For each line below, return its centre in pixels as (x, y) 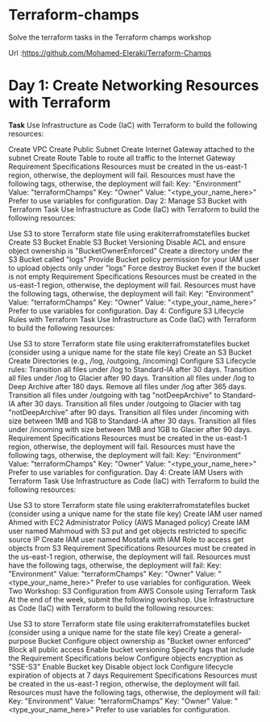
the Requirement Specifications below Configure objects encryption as (126, 658)
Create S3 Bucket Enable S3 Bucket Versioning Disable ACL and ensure (127, 242)
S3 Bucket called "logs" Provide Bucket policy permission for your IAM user (134, 259)
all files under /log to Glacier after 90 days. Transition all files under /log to (132, 378)
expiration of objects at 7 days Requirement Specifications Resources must (133, 675)
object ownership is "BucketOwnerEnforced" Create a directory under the (131, 250)
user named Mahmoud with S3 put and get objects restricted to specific (128, 531)
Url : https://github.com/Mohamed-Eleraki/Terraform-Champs (110, 52)
